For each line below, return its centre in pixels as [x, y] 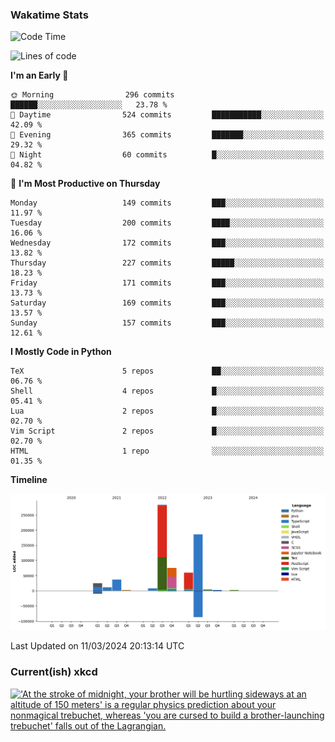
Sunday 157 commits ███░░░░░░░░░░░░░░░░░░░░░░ [167, 323]
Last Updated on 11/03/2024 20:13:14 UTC [97, 646]
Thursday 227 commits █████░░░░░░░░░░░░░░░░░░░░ [167, 263]
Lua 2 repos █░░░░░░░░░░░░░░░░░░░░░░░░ [167, 411]
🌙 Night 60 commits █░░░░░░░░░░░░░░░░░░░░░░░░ [167, 155]
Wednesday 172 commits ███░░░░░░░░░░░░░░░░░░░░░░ [167, 243]
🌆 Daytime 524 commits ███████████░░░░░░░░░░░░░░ [167, 115]
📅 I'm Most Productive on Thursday [85, 184]
